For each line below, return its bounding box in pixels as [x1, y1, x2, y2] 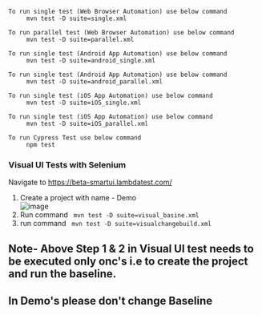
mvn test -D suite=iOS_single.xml [26, 99, 142, 107]
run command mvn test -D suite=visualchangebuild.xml [19, 219, 212, 228]
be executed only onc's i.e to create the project [8, 254, 248, 268]
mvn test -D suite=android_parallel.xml [26, 78, 163, 86]
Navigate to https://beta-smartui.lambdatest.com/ [8, 177, 172, 188]
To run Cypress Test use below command [8, 134, 142, 142]
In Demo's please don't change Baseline [8, 294, 213, 308]
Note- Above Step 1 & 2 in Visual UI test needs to [8, 241, 254, 256]
